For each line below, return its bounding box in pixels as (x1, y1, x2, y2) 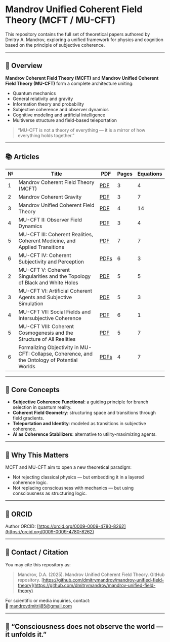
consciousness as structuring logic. (12, 490, 87, 496)
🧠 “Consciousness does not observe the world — (5, 622, 163, 631)
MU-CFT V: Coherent (18, 266, 70, 273)
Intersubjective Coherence (18, 314, 82, 322)
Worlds (18, 363, 35, 370)
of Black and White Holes (18, 279, 78, 286)
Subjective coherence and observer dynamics (12, 106, 109, 112)
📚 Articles (5, 152, 39, 161)
